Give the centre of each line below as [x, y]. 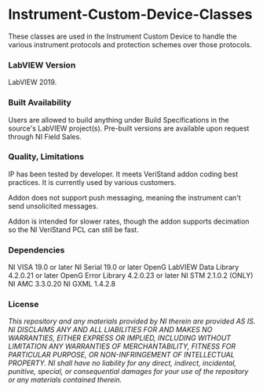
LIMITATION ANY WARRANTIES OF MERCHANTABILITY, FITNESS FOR [122, 346]
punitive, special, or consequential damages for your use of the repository [128, 372]
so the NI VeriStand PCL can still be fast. [73, 229]
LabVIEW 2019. [33, 82]
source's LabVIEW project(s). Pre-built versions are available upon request [129, 128]
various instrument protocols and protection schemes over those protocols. [130, 44]
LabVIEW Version [42, 65]
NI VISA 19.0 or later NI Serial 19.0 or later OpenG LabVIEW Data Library [124, 267]
